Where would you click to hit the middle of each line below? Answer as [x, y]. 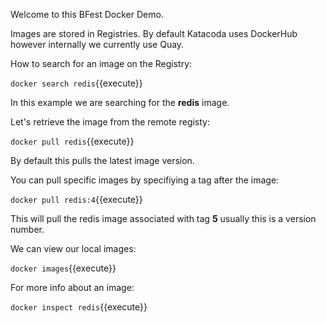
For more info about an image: [72, 287]
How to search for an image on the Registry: [101, 63]
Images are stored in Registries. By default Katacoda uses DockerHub [154, 33]
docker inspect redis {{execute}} [79, 307]
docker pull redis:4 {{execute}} [76, 199]
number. [27, 229]
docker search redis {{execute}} [76, 83]
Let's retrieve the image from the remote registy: [110, 122]
